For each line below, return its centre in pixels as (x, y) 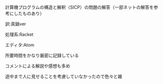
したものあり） (29, 13)
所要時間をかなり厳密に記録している (42, 55)
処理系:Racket (19, 34)
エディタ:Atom (20, 45)
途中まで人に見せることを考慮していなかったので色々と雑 (64, 76)
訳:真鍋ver (16, 24)
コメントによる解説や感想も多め (38, 66)
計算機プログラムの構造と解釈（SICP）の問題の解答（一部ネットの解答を (80, 7)
